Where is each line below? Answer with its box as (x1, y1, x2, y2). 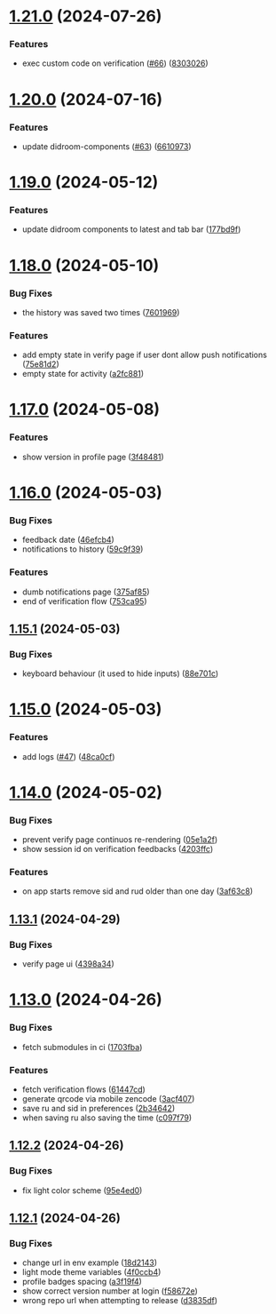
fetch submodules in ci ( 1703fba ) (21, 1041, 143, 1052)
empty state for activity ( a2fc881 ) (21, 369, 145, 379)
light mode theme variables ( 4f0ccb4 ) (21, 1267, 162, 1278)
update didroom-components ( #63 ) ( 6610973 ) (21, 140, 193, 152)
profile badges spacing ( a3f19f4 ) (21, 1277, 142, 1287)
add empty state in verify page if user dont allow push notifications (21, 349, 268, 361)
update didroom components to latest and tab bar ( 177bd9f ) (21, 224, 241, 235)
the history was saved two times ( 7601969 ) (21, 307, 180, 317)
